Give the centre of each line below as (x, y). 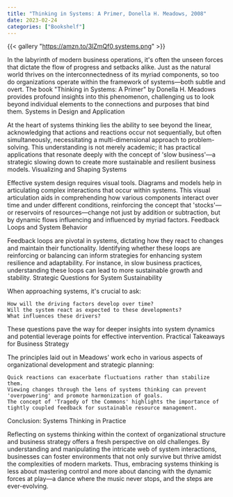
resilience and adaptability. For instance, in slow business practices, (105, 263)
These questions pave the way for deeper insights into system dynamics (111, 329)
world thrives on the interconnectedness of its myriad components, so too (113, 74)
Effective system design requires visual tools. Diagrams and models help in (114, 183)
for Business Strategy (38, 344)
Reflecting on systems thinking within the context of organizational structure (116, 434)
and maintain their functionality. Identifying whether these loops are (104, 248)
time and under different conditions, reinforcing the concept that (99, 205)
